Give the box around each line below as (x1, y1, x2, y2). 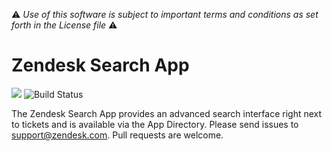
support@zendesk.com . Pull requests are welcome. (11, 129, 224, 141)
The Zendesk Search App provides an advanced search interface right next (11, 107, 323, 119)
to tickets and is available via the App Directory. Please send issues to (11, 118, 299, 130)
